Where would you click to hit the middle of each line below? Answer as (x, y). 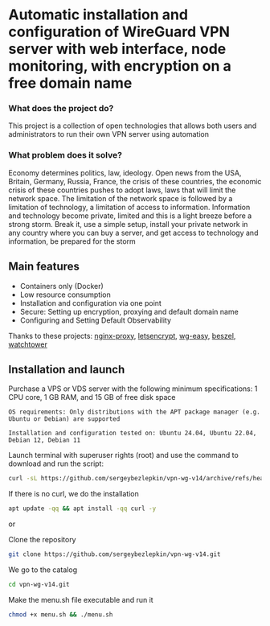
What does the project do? (61, 109)
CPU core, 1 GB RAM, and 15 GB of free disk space (92, 397)
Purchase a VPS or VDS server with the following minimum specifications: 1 (133, 389)
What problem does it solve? (65, 155)
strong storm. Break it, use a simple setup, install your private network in (128, 224)
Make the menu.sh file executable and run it (81, 599)
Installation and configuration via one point (91, 303)
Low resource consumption (65, 294)
